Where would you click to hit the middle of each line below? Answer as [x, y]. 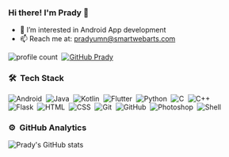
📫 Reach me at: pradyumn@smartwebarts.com [97, 39]
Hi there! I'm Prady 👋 [49, 13]
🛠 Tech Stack [36, 78]
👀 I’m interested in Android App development [93, 30]
